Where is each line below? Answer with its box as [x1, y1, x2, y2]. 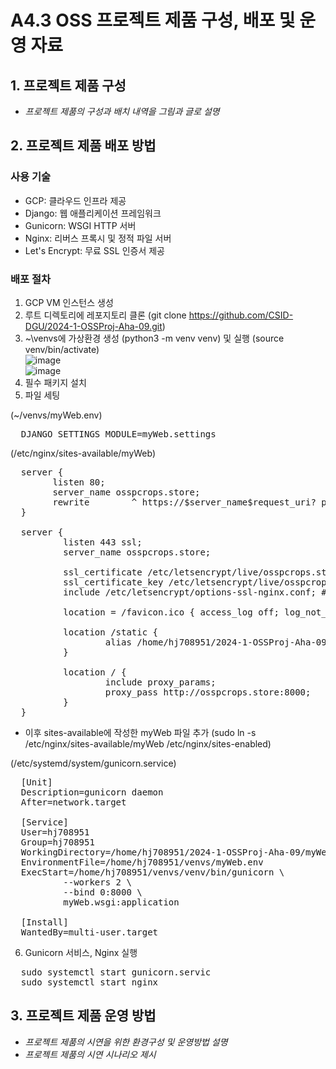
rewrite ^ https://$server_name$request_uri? [52, 496, 317, 508]
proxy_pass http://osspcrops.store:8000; [104, 686, 312, 698]
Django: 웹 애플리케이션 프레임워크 [24, 207, 162, 219]
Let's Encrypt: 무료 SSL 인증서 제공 [24, 244, 165, 256]
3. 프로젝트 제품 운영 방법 [10, 1007, 157, 1025]
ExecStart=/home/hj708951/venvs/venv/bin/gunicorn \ [20, 866, 285, 878]
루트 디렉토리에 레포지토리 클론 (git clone [24, 309, 187, 321]
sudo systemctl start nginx [20, 976, 159, 988]
